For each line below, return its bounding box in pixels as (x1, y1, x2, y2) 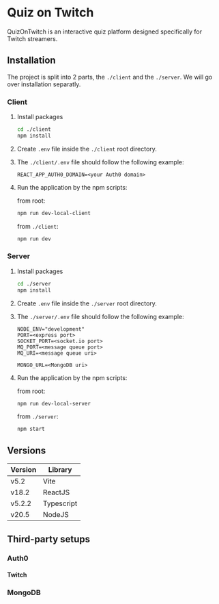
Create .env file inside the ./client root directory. (16, 144, 157, 153)
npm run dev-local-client (16, 210, 91, 216)
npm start (16, 426, 46, 433)
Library (48, 465, 72, 475)
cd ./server (16, 280, 51, 287)
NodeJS (43, 510, 70, 520)
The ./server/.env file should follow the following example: (16, 312, 184, 320)
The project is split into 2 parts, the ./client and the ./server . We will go (7, 73, 213, 81)
